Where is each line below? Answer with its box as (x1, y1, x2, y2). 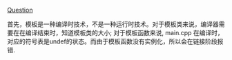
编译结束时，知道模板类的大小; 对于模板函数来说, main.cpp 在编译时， (25, 29, 224, 37)
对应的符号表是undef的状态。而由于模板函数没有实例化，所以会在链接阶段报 (7, 37, 224, 46)
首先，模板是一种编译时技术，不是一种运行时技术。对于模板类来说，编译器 (7, 20, 219, 28)
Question (7, 6, 33, 14)
